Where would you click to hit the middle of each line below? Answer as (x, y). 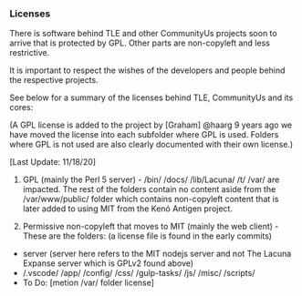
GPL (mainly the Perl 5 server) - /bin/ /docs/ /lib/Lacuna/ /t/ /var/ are (151, 179)
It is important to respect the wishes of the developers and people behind (147, 70)
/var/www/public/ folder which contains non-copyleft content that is (151, 199)
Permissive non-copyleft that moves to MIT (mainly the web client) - (151, 227)
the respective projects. (54, 80)
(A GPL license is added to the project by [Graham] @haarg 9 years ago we (151, 125)
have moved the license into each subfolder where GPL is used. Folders (144, 135)
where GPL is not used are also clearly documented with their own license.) (151, 145)
